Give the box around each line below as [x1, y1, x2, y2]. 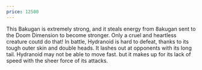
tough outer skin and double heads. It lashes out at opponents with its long [6, 44, 192, 51]
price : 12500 [6, 8, 39, 15]
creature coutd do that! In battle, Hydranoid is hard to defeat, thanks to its [6, 38, 189, 45]
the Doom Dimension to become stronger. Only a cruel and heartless [6, 31, 177, 39]
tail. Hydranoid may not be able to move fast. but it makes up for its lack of [6, 50, 191, 57]
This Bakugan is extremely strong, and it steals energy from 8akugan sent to [6, 25, 196, 32]
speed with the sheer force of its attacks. [6, 57, 109, 64]
